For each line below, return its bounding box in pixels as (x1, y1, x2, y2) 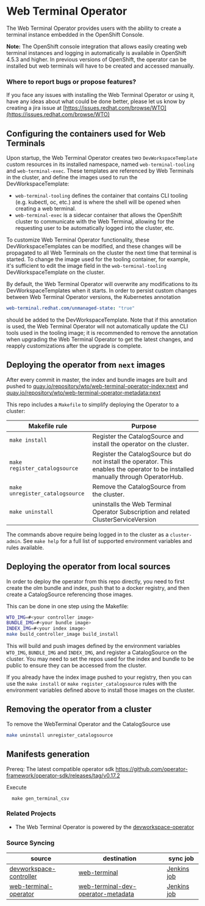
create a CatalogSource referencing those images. (6, 591, 133, 598)
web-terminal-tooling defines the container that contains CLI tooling (15, 192, 188, 200)
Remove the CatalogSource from (92, 482, 186, 491)
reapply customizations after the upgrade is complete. (6, 342, 143, 349)
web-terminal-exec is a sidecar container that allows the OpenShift (15, 212, 182, 219)
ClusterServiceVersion (92, 515, 157, 523)
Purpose (131, 422, 157, 430)
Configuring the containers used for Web (6, 128, 166, 138)
